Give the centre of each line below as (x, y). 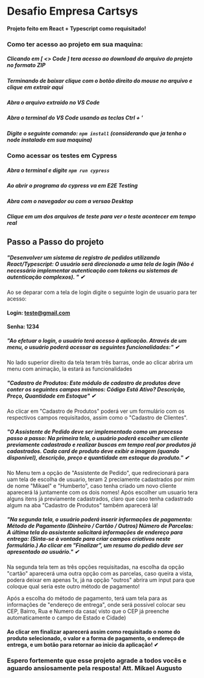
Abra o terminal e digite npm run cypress (58, 170)
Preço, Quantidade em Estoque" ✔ (51, 396)
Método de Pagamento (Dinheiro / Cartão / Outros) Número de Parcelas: (100, 526)
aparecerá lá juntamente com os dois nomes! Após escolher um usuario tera (102, 493)
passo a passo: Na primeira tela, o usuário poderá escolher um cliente (98, 438)
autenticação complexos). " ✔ (46, 277)
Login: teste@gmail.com (39, 313)
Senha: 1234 (23, 327)
